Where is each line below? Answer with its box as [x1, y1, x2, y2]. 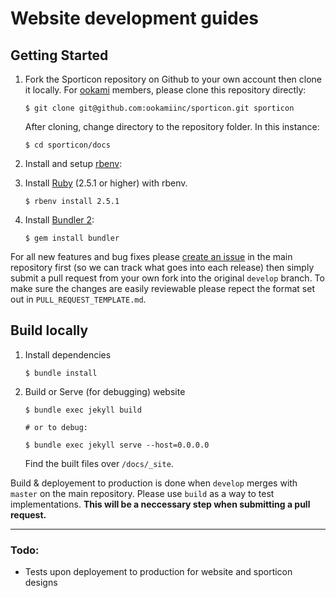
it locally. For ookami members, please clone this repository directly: [24, 84, 307, 96]
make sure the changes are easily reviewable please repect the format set [10, 283, 315, 294]
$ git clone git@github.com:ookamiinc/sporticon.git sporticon [24, 103, 295, 113]
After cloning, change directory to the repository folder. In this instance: [24, 121, 320, 132]
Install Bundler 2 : [24, 214, 95, 226]
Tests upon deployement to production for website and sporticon [24, 566, 293, 578]
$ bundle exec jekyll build [24, 405, 142, 415]
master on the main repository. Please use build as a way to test [10, 487, 275, 499]
